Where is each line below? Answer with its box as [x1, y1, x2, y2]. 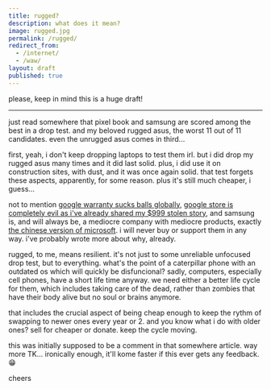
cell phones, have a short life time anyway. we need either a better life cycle [8, 275, 261, 284]
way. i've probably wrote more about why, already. [8, 234, 177, 243]
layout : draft [8, 64, 56, 72]
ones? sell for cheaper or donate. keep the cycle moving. [8, 325, 198, 334]
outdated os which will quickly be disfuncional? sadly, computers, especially [8, 267, 262, 276]
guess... [8, 184, 35, 193]
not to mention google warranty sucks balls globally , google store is [8, 199, 234, 209]
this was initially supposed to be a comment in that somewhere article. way [8, 340, 258, 350]
